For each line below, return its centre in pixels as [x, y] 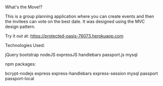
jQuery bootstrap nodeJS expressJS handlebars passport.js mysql [71, 55]
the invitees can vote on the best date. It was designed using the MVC [75, 21]
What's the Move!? [24, 7]
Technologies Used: [25, 45]
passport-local [20, 79]
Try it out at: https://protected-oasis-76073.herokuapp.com [64, 36]
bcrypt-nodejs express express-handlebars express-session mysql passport [81, 73]
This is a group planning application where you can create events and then [80, 16]
